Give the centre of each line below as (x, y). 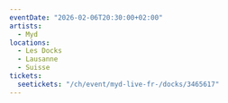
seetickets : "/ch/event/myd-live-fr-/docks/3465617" (119, 84)
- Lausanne (38, 59)
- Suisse (34, 68)
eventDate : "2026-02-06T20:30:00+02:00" (87, 17)
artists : (26, 26)
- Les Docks (40, 51)
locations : (30, 43)
